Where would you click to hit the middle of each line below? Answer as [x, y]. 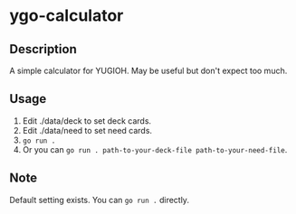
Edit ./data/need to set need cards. [87, 130]
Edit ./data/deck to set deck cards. [87, 121]
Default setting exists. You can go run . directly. [100, 200]
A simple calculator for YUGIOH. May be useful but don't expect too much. [148, 70]
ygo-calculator [67, 16]
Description [43, 49]
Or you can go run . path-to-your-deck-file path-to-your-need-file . [155, 149]
